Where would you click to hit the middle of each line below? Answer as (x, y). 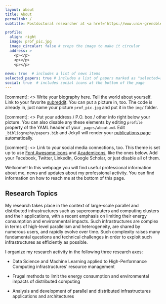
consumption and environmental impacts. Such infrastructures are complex (82, 221)
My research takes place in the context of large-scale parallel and (72, 205)
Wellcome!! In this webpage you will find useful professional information (78, 167)
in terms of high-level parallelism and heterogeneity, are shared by (73, 226)
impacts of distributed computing (46, 281)
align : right (23, 37)
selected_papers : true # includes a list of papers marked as (70, 78)
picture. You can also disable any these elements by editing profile (74, 122)
